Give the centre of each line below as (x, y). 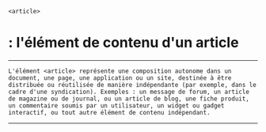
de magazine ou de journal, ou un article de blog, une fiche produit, (129, 99)
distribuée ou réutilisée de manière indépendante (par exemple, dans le (133, 85)
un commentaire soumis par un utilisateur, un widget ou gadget (116, 106)
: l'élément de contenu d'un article (123, 43)
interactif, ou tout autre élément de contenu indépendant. (110, 112)
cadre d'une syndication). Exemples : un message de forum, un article (129, 92)
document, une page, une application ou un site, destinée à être (120, 78)
